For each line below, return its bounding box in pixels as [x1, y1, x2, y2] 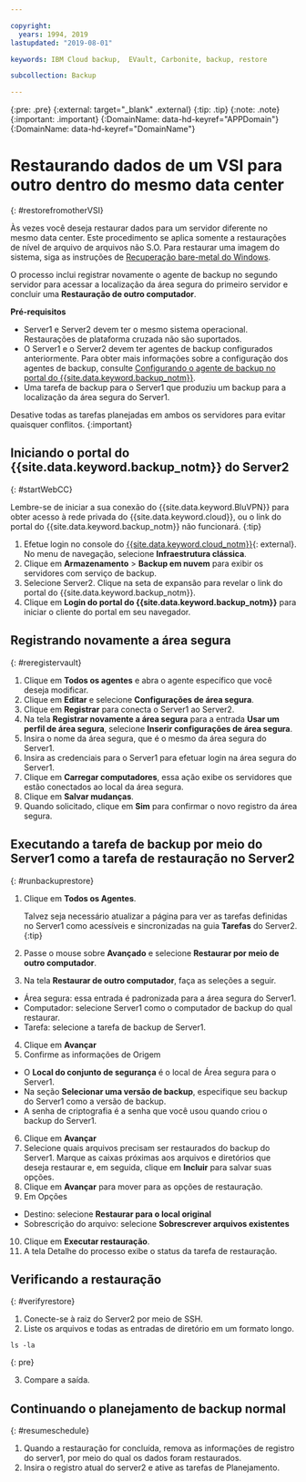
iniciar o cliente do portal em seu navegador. [23, 606, 191, 617]
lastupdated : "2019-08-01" [10, 38, 113, 47]
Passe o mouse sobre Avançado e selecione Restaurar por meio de [23, 947, 280, 958]
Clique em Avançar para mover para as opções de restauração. [23, 1181, 263, 1192]
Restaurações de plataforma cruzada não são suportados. [23, 334, 242, 345]
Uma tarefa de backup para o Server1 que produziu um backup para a [23, 382, 286, 393]
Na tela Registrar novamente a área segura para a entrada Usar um [23, 713, 280, 725]
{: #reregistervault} [10, 657, 82, 668]
